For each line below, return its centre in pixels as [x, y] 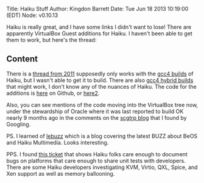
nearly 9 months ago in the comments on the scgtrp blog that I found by [97, 117]
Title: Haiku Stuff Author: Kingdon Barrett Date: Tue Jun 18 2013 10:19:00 [97, 9]
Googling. [19, 124]
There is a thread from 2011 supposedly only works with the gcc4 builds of [100, 74]
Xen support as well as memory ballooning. [61, 173]
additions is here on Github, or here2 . [53, 93]
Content [22, 59]
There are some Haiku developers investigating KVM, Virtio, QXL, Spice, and [102, 167]
